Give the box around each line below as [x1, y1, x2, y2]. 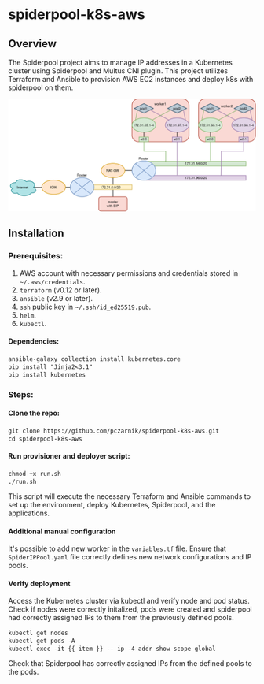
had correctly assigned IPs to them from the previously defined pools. [8, 613, 234, 623]
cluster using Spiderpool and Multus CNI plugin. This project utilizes [8, 66, 229, 76]
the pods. [8, 667, 39, 677]
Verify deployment [8, 578, 71, 588]
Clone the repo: [8, 408, 60, 418]
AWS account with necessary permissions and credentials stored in [19, 268, 238, 277]
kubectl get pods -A [8, 637, 76, 645]
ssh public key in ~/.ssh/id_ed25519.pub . [19, 302, 152, 311]
